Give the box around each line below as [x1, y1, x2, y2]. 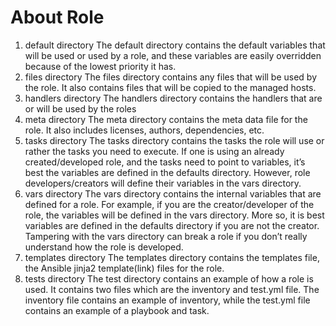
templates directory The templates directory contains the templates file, [24, 251, 320, 263]
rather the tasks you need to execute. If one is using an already [24, 145, 285, 157]
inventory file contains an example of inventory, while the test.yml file [24, 294, 311, 306]
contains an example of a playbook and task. [24, 304, 210, 316]
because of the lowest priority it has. [24, 60, 177, 72]
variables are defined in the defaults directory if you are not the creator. [24, 219, 320, 231]
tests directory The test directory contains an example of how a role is [24, 272, 314, 285]
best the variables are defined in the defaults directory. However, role [24, 166, 311, 178]
